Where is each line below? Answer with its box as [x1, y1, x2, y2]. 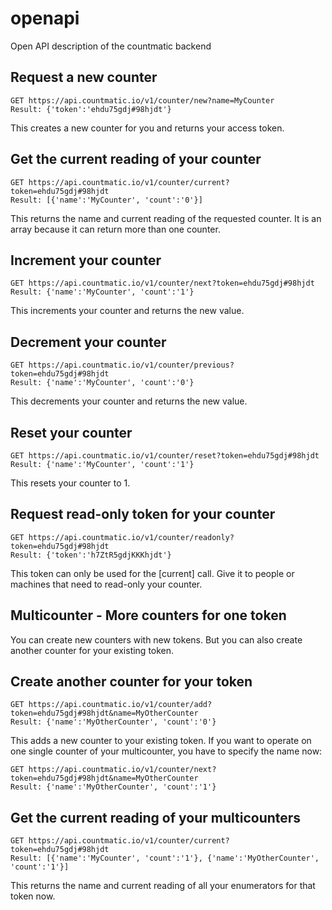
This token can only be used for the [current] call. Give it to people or [10, 567, 295, 579]
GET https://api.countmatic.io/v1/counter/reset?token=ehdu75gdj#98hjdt [10, 451, 320, 461]
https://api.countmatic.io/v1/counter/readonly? [28, 532, 235, 542]
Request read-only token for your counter [10, 506, 276, 523]
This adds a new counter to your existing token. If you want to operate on [10, 735, 312, 747]
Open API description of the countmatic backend [10, 40, 212, 52]
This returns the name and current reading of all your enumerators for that [10, 880, 316, 892]
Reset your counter [10, 424, 133, 441]
